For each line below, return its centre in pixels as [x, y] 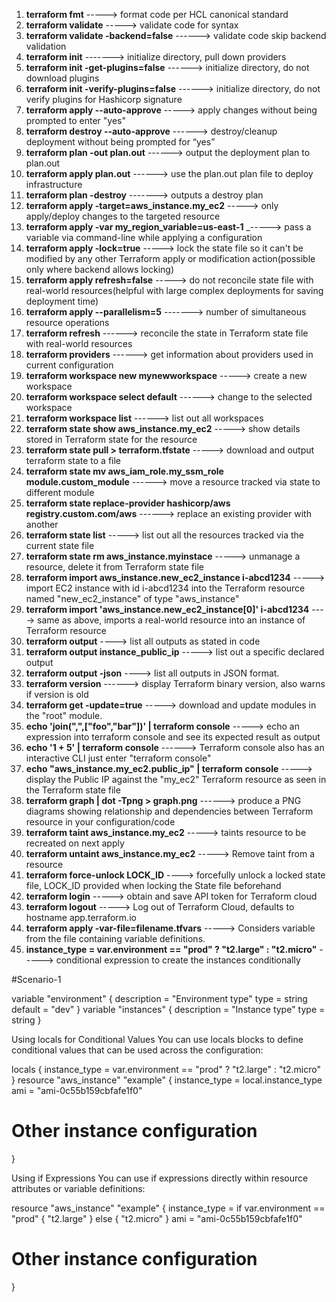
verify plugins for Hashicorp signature [104, 99]
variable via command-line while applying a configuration [144, 237]
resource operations [67, 322]
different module [60, 492]
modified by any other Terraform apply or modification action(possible [170, 258]
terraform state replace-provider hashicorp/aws [128, 503]
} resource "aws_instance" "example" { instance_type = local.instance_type [167, 1080]
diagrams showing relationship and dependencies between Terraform [169, 811]
